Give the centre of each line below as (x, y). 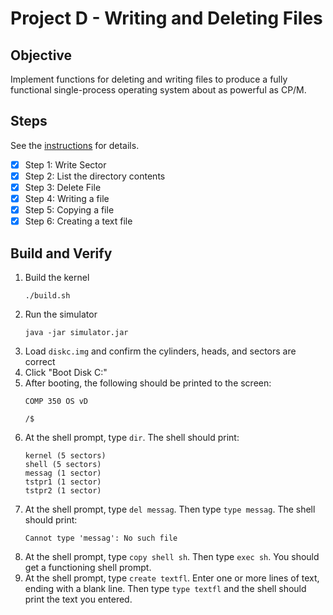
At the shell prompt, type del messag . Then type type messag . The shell (170, 509)
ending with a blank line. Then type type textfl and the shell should (165, 588)
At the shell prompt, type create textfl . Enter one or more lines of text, (172, 578)
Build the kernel (57, 277)
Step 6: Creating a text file (78, 221)
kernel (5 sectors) (65, 456)
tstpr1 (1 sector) (63, 482)
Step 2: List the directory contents (95, 176)
